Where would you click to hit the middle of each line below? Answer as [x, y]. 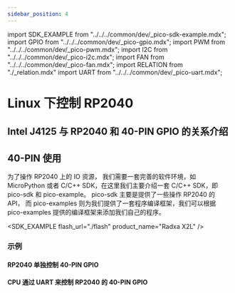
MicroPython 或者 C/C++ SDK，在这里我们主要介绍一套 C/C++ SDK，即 [113, 185]
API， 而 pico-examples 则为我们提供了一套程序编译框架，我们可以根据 [112, 203]
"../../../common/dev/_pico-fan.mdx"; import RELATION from [95, 64]
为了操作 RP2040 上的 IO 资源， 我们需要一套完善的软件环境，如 [102, 177]
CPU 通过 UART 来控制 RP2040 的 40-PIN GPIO [78, 282]
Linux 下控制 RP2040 [70, 103]
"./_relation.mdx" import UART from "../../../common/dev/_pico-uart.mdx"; [115, 72]
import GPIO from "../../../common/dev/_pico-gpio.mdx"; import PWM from [116, 42]
